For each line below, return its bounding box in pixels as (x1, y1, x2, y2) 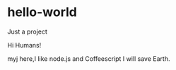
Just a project (7, 27, 48, 36)
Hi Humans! (7, 41, 42, 49)
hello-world (7, 4, 78, 20)
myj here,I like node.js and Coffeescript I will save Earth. (7, 54, 170, 63)
